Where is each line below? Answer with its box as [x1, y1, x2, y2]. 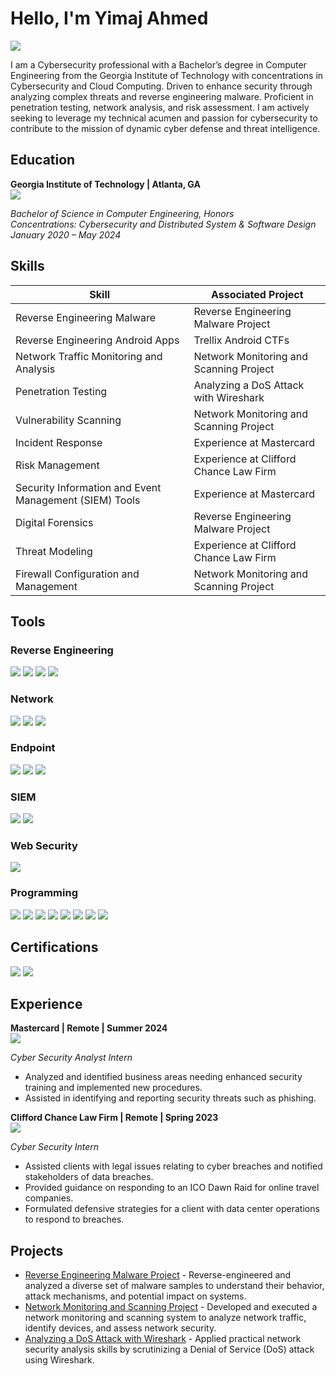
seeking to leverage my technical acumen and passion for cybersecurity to [10, 112, 318, 124]
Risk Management [15, 458, 100, 472]
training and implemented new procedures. [24, 1082, 203, 1094]
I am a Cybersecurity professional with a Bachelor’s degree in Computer [10, 58, 307, 71]
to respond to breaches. [24, 1213, 125, 1226]
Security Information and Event [15, 480, 162, 494]
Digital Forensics [15, 515, 94, 529]
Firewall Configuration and [15, 567, 140, 581]
